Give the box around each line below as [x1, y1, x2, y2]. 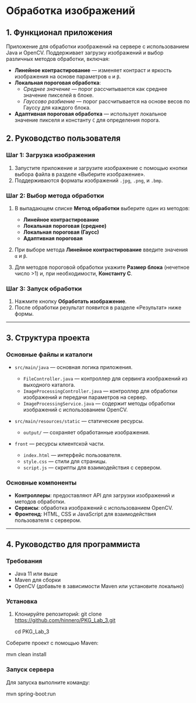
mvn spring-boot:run [6, 690, 56, 697]
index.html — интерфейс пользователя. [23, 451, 122, 458]
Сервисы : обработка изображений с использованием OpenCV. [14, 504, 173, 511]
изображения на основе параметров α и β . [14, 73, 121, 80]
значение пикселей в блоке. [23, 92, 94, 98]
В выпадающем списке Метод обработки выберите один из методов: [14, 204, 190, 211]
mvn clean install [6, 651, 47, 658]
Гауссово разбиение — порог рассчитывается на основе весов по [23, 98, 190, 105]
